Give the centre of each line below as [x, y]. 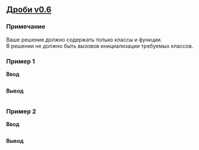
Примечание [26, 27]
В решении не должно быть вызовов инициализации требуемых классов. [100, 46]
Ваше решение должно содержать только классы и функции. [84, 39]
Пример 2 [21, 111]
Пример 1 [20, 61]
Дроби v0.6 [29, 10]
